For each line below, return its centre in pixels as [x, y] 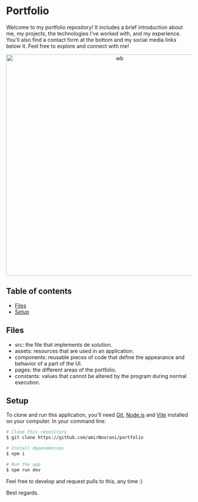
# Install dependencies [35, 448]
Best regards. [22, 493]
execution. [27, 382]
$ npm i [16, 454]
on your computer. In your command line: [56, 421]
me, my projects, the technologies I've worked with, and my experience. [93, 33]
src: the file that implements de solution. [63, 344]
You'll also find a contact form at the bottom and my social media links [91, 40]
